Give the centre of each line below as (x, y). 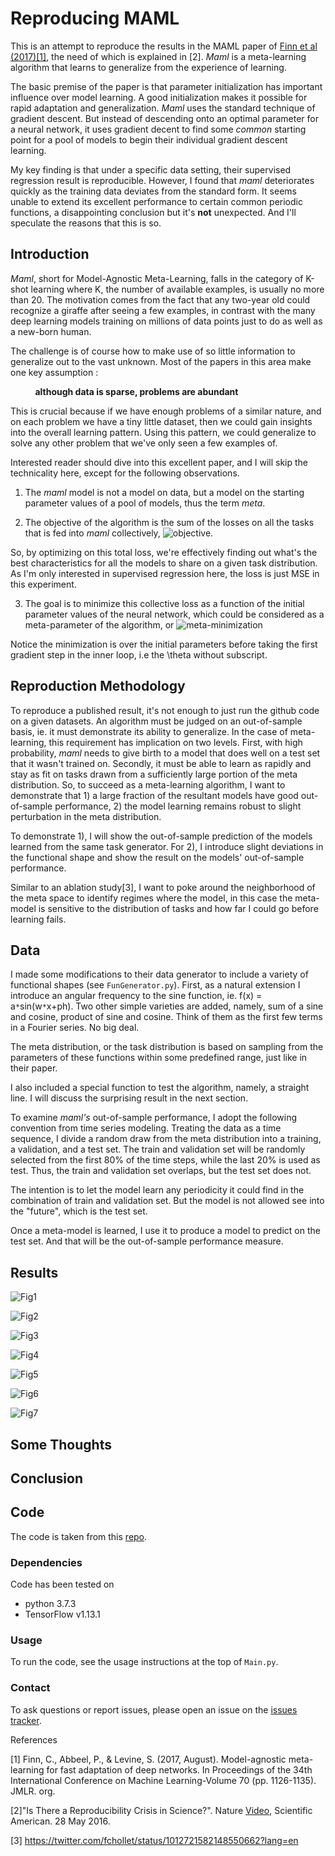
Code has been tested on (62, 1584)
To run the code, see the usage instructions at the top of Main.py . (144, 1662)
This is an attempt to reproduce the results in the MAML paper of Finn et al (164, 46)
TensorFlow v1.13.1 (62, 1614)
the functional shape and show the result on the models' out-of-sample (157, 857)
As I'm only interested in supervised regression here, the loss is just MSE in (165, 573)
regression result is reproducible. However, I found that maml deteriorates (162, 180)
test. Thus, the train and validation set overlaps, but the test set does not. (161, 1171)
